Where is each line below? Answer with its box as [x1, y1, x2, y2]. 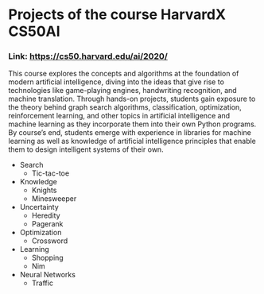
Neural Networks [19, 270, 76, 280]
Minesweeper [31, 194, 77, 203]
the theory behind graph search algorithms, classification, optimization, [8, 103, 243, 112]
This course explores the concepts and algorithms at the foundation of [8, 69, 239, 79]
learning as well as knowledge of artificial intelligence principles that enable [8, 137, 257, 146]
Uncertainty [19, 203, 60, 212]
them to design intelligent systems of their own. [8, 145, 165, 154]
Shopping [31, 253, 64, 263]
